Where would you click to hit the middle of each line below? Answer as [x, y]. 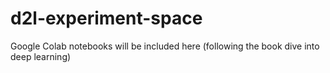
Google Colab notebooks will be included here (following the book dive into [165, 46]
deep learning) [41, 56]
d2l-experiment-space [106, 18]
